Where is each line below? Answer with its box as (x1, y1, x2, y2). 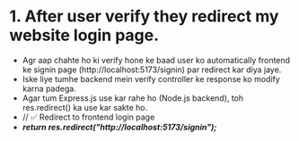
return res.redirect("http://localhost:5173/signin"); (22, 121, 217, 132)
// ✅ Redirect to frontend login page (22, 112, 155, 122)
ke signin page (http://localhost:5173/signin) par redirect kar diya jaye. (22, 64, 282, 75)
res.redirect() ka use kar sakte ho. (22, 102, 148, 112)
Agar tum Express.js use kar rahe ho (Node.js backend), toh (22, 92, 244, 104)
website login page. (9, 25, 160, 46)
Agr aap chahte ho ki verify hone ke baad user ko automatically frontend (22, 54, 290, 65)
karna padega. (22, 83, 76, 94)
